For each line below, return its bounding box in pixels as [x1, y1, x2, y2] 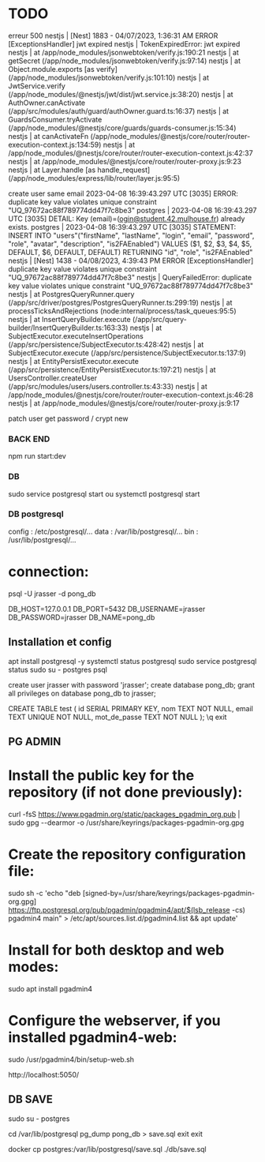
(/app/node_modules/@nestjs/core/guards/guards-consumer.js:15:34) [8, 123, 237, 133]
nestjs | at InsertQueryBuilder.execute [8, 314, 132, 324]
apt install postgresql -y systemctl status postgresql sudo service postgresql [8, 656, 257, 665]
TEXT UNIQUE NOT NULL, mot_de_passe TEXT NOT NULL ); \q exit [8, 712, 227, 722]
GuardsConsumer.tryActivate [8, 114, 103, 124]
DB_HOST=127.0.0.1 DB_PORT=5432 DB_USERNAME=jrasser [8, 604, 206, 613]
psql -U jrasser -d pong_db [8, 589, 96, 598]
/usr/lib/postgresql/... [8, 534, 77, 545]
